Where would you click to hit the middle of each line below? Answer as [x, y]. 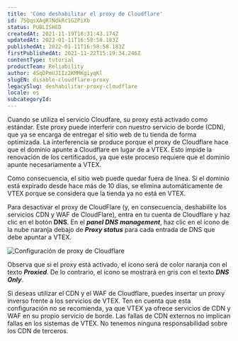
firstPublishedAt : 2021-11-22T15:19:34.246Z [74, 54]
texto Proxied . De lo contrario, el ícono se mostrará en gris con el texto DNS [118, 272]
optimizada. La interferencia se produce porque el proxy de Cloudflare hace [118, 142]
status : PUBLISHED [34, 27]
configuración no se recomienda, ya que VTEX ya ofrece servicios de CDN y [119, 308]
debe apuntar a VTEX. [40, 237]
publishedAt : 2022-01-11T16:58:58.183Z [66, 47]
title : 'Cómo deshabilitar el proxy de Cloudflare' [85, 14]
